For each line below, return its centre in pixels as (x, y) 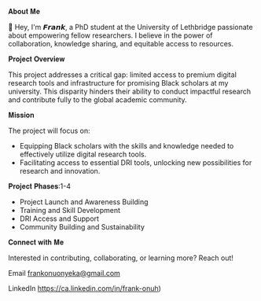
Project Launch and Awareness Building (84, 202)
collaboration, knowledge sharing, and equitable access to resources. (121, 44)
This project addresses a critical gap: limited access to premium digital (123, 75)
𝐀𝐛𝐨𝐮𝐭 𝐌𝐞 (24, 11)
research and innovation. (60, 171)
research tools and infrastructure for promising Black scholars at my (118, 83)
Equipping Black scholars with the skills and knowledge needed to (127, 146)
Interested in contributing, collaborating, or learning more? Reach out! (121, 258)
